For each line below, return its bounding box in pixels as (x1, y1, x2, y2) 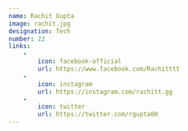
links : (8, 42, 31, 50)
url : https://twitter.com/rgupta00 (37, 111, 159, 119)
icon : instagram (37, 80, 93, 88)
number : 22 (8, 34, 46, 43)
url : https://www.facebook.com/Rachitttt (37, 65, 181, 73)
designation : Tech (8, 27, 71, 35)
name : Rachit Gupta (8, 11, 75, 20)
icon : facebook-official (37, 58, 122, 66)
